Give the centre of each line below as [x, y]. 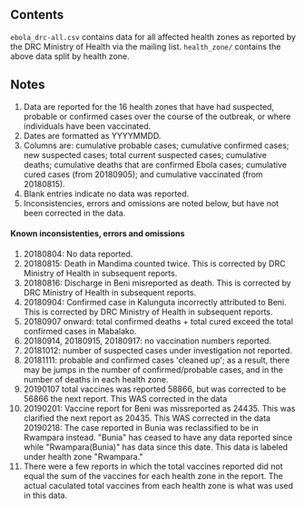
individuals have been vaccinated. [87, 125]
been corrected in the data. [74, 213]
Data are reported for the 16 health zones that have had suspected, [149, 106]
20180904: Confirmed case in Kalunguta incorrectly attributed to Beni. [155, 302]
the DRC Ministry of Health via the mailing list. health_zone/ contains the [146, 46]
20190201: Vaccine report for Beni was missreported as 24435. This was [159, 408]
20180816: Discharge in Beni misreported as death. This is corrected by [157, 283]
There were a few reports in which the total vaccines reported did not [153, 466]
